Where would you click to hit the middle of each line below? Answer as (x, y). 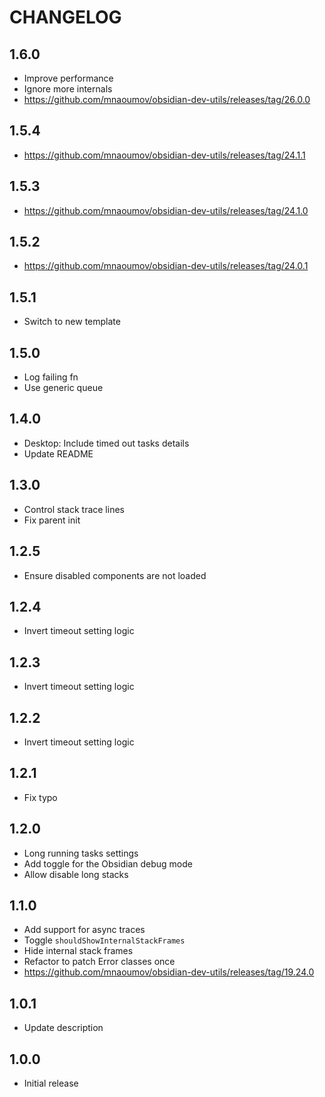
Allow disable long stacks (76, 874)
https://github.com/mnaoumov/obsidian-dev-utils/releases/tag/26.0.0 (167, 99)
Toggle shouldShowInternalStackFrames (104, 940)
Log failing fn (51, 377)
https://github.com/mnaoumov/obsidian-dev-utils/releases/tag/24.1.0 (166, 210)
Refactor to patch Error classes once (99, 962)
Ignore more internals (68, 89)
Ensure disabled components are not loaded (115, 575)
